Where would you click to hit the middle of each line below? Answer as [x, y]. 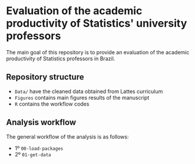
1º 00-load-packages [39, 148]
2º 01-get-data [33, 154]
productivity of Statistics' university [97, 23]
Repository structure [45, 77]
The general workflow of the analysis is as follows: [67, 136]
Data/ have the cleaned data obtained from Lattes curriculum [89, 91]
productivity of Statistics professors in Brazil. [61, 58]
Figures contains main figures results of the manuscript [82, 97]
